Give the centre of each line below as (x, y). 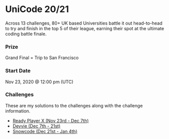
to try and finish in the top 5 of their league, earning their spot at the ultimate (85, 28)
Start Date (18, 71)
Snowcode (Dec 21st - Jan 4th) (45, 131)
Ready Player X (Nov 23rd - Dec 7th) (51, 120)
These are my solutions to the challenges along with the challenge (74, 105)
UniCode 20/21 (37, 9)
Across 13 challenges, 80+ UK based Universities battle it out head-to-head (84, 23)
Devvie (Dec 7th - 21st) (36, 126)
